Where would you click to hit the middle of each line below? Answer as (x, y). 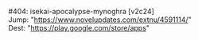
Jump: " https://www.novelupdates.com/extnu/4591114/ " (100, 20)
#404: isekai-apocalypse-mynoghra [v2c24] (82, 11)
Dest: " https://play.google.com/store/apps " (79, 28)
